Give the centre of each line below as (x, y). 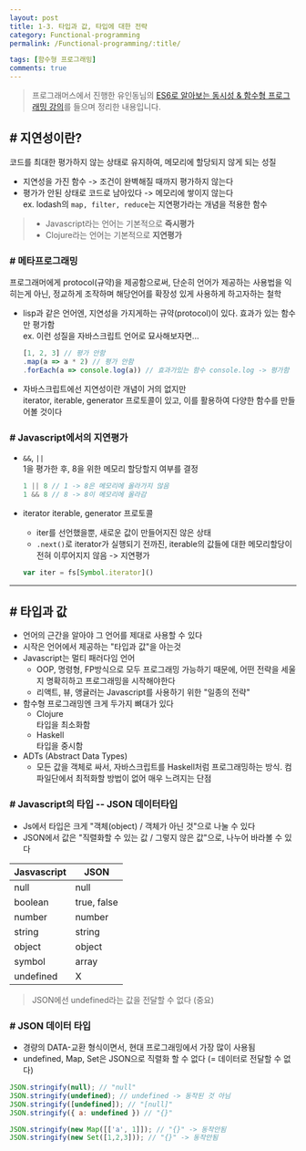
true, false (97, 902)
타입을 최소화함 (63, 725)
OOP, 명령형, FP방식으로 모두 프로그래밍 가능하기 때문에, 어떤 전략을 (158, 669)
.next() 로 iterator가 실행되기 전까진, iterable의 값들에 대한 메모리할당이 (164, 544)
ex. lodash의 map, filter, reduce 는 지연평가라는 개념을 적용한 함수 (145, 204)
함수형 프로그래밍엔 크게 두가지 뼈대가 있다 (98, 704)
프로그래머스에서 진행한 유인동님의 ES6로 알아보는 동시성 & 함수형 (149, 95)
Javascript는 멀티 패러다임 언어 (79, 658)
